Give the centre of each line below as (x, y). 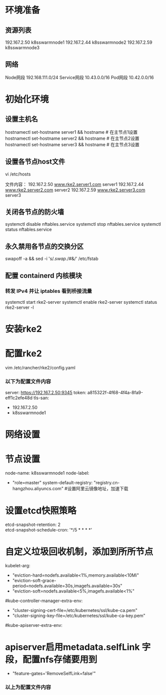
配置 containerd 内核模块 (43, 276)
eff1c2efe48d (19, 398)
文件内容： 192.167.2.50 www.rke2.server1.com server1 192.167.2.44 (75, 184)
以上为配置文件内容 (28, 688)
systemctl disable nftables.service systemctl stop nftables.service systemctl (83, 224)
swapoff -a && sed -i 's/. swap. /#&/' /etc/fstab (52, 259)
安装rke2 (24, 329)
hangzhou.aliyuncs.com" (38, 489)
